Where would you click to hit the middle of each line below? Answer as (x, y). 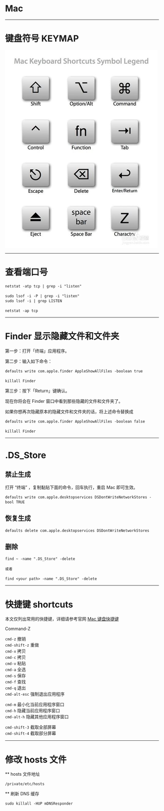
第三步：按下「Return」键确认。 (37, 391)
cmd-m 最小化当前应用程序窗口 (35, 705)
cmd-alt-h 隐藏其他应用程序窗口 (37, 717)
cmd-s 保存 (15, 676)
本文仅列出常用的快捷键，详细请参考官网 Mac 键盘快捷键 (62, 619)
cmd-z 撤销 (15, 639)
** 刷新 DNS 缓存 (22, 794)
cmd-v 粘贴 (15, 663)
